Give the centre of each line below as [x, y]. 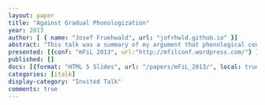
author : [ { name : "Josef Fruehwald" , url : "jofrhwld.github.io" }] [123, 37]
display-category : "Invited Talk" [65, 81]
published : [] [32, 60]
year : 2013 [26, 30]
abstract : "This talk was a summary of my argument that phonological [127, 45]
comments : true [33, 89]
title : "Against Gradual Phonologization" [79, 23]
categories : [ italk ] [42, 74]
